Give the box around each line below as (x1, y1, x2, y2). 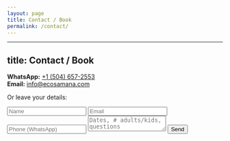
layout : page (7, 10, 44, 17)
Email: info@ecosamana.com (7, 80, 90, 88)
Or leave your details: (7, 93, 67, 101)
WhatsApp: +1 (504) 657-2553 (7, 73, 95, 81)
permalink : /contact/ (7, 23, 69, 29)
